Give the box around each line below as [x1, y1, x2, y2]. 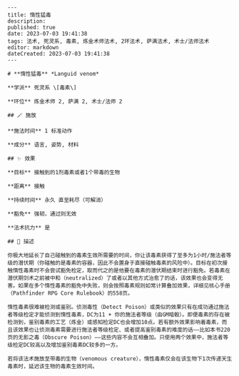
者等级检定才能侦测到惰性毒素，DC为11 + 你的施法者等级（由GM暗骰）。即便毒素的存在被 [7, 311, 230, 318]
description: [7, 18, 46, 25]
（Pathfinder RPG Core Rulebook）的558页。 [7, 290, 133, 297]
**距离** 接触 [7, 183, 45, 190]
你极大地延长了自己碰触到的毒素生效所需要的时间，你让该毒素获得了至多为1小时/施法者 [7, 252, 226, 259]
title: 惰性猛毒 [7, 11, 51, 19]
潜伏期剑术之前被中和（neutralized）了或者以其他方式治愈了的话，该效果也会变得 [7, 275, 218, 282]
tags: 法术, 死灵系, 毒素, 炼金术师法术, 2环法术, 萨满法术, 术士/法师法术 [7, 38, 210, 45]
